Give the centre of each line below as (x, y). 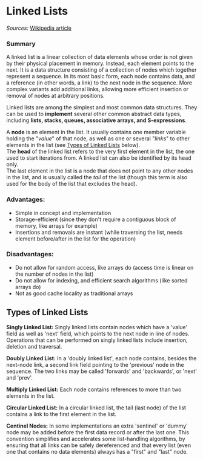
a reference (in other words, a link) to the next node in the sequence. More (99, 83)
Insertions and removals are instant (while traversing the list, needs (99, 232)
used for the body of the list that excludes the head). (72, 184)
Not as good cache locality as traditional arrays (74, 293)
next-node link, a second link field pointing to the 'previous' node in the (95, 364)
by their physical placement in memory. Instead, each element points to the (100, 63)
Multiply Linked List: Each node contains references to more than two (94, 389)
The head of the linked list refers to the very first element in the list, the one (101, 152)
